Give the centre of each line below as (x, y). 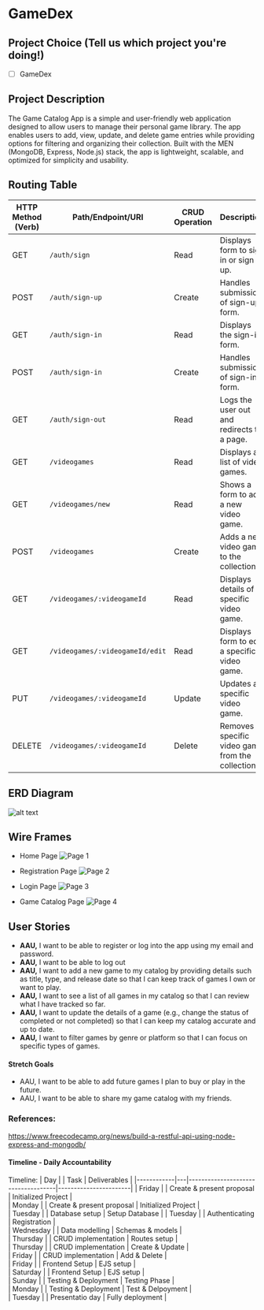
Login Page (38, 887)
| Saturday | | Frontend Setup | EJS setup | (77, 1272)
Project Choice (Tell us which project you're (117, 43)
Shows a (235, 484)
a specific (238, 651)
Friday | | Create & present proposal (197, 1188)
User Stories (39, 927)
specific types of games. (60, 1046)
